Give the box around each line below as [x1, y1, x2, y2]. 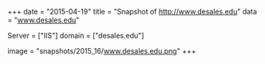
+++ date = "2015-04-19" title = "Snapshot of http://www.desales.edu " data [7, 7, 257, 16]
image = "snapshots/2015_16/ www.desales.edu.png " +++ [7, 46, 196, 55]
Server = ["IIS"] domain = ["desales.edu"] [7, 31, 144, 40]
